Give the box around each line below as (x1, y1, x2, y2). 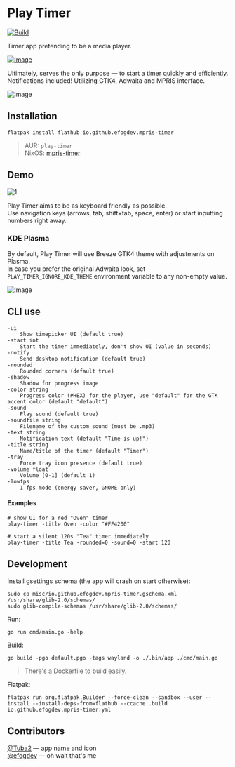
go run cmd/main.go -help (7, 628, 83, 636)
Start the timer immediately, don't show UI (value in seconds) (20, 342, 212, 350)
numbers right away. (7, 216, 67, 225)
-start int (7, 337, 39, 344)
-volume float (7, 465, 49, 473)
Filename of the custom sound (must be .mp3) (20, 422, 156, 429)
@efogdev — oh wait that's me (7, 751, 97, 759)
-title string (7, 441, 49, 448)
